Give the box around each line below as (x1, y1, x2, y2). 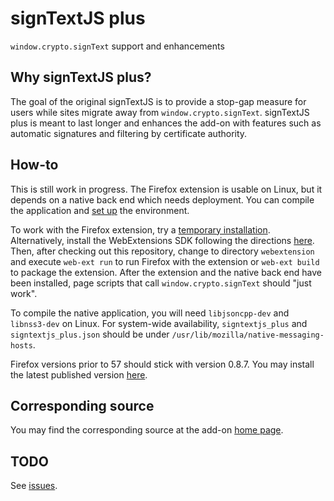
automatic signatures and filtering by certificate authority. (10, 127, 248, 139)
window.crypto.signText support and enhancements (10, 40, 225, 52)
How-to (10, 157, 59, 174)
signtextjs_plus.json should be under (10, 328, 170, 340)
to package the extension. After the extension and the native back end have (10, 266, 322, 278)
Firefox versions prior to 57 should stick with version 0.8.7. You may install (10, 358, 315, 370)
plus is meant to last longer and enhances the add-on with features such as (10, 117, 322, 129)
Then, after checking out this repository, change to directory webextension (10, 245, 315, 257)
